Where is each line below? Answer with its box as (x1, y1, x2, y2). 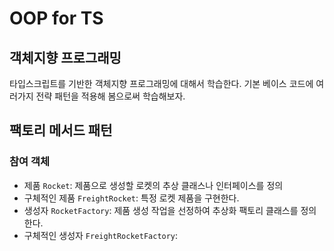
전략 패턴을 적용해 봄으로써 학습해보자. (35, 90, 186, 102)
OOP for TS (9, 7, 104, 30)
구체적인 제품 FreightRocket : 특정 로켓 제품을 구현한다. (23, 192, 240, 204)
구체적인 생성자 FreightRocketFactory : (23, 229, 179, 241)
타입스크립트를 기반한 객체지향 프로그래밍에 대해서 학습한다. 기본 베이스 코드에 (9, 78, 314, 89)
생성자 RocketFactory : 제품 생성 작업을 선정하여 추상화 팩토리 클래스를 (23, 204, 299, 216)
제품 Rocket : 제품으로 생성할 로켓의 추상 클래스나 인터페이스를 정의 (23, 179, 284, 191)
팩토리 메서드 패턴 (9, 122, 113, 139)
